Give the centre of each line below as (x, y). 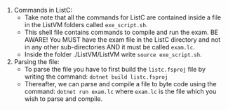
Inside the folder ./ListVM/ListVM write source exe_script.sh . (113, 54)
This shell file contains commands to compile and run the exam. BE (121, 32)
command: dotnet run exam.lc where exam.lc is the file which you (120, 91)
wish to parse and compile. (63, 99)
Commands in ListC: (43, 10)
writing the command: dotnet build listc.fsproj (96, 77)
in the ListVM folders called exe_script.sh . (86, 25)
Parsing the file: (36, 62)
